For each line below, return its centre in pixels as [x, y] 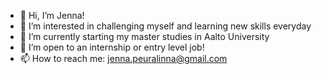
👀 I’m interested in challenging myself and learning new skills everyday [165, 26]
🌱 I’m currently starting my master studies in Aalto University [144, 36]
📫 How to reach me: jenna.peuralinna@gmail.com [123, 58]
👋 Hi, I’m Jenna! [52, 15]
